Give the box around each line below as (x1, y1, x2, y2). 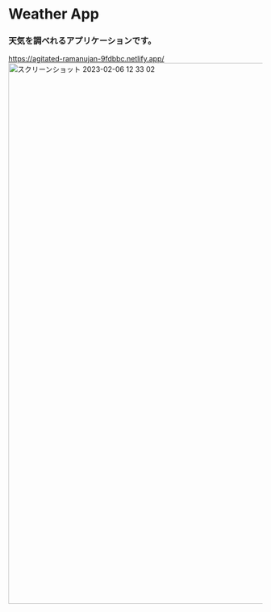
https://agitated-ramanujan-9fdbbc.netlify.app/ (8, 54, 165, 64)
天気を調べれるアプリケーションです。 (8, 36, 156, 47)
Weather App (8, 5, 99, 23)
